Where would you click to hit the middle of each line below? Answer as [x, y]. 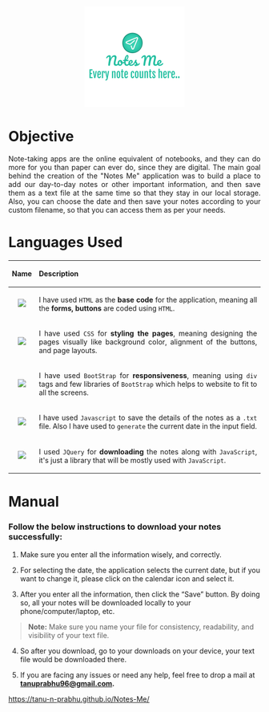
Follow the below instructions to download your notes [115, 527]
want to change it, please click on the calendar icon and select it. [127, 578]
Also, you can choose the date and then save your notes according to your [134, 201]
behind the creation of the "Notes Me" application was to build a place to [134, 176]
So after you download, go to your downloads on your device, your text [137, 651]
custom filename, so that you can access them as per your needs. [117, 210]
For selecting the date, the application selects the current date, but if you [140, 570]
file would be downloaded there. [73, 659]
